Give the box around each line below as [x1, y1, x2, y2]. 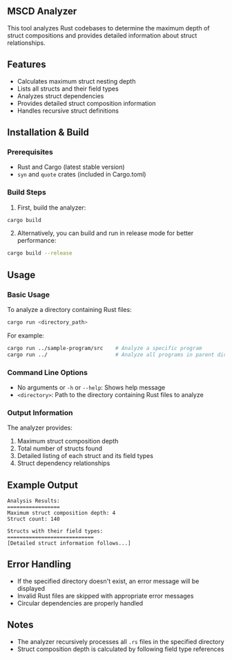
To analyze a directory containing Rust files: [7, 306, 133, 314]
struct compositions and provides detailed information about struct [7, 31, 197, 39]
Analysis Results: [7, 497, 60, 504]
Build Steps [7, 187, 46, 197]
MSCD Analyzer [7, 6, 77, 17]
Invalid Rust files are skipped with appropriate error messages [17, 592, 194, 600]
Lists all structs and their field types [17, 84, 119, 93]
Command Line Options [7, 367, 88, 377]
